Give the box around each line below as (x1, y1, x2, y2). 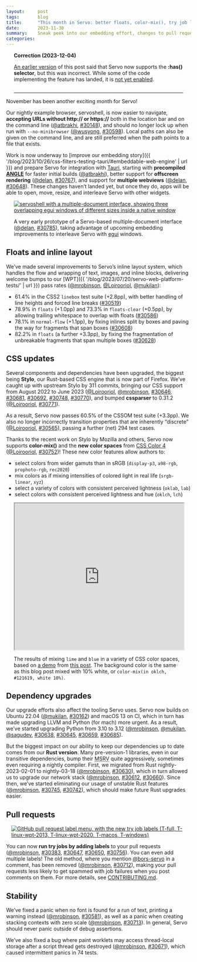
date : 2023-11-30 (6, 25, 64, 31)
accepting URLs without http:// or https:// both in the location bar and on (6, 116, 185, 122)
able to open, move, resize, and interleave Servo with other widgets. (6, 189, 171, 196)
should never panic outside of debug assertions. (6, 925, 123, 933)
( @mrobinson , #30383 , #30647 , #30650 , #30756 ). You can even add (6, 849, 174, 856)
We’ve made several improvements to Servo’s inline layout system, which (6, 263, 183, 270)
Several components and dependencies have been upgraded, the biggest (6, 369, 184, 376)
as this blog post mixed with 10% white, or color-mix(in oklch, (13, 668, 167, 675)
